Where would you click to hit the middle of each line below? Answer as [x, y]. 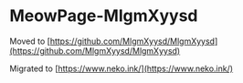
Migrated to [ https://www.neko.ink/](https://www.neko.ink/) [121, 68]
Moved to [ [30, 41]
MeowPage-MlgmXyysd [104, 16]
